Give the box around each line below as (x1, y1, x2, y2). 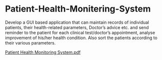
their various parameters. (5, 40, 56, 45)
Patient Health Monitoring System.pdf (5, 49, 81, 55)
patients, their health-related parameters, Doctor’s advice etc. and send (5, 24, 149, 30)
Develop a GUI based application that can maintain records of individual (5, 19, 149, 25)
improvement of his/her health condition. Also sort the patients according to (5, 35, 158, 41)
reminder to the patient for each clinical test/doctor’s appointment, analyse (5, 30, 155, 35)
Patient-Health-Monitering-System (5, 3, 151, 15)
